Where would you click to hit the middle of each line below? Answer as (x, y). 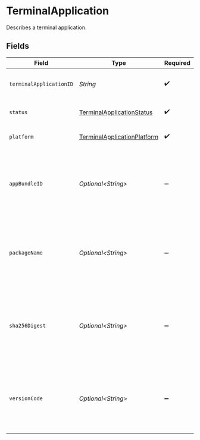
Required (177, 62)
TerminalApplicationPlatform (119, 137)
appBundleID (26, 183)
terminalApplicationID (41, 84)
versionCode (26, 398)
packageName (26, 253)
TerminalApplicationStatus (116, 112)
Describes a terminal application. (46, 27)
